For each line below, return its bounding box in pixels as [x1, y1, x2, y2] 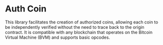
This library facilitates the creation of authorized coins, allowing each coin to [5, 19, 158, 25]
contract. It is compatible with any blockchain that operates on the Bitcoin [5, 29, 153, 35]
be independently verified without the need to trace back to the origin [5, 24, 145, 30]
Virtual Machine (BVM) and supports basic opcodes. [5, 34, 110, 40]
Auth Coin [5, 3, 47, 14]
